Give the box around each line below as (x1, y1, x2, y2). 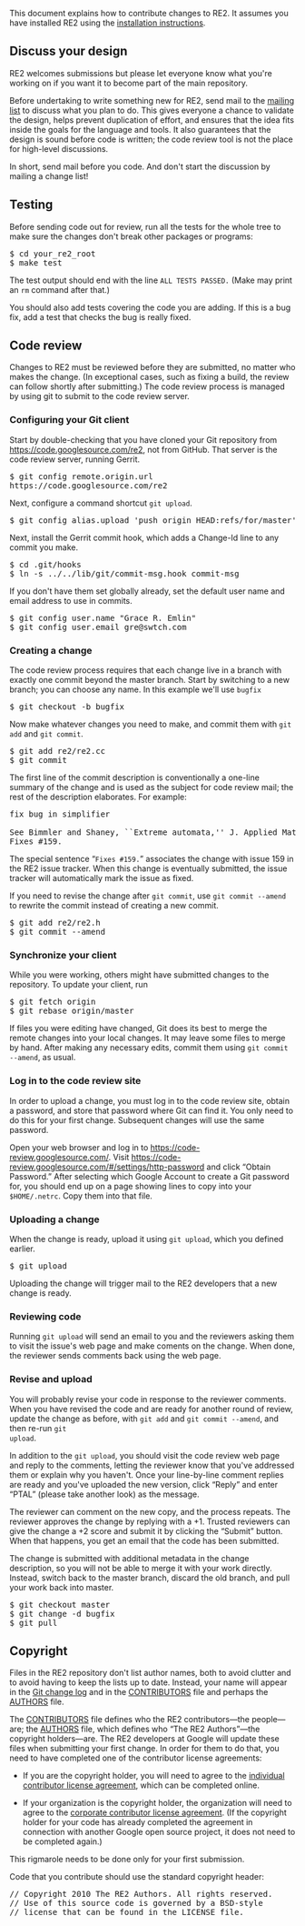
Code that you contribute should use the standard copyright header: (9, 1871, 265, 1882)
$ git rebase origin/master (9, 1006, 134, 1017)
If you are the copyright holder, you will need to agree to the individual (22, 1771, 285, 1781)
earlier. (9, 1243, 36, 1254)
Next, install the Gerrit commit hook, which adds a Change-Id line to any (9, 532, 280, 543)
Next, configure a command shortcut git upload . (9, 497, 192, 508)
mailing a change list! (9, 170, 89, 181)
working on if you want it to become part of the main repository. (9, 77, 248, 88)
